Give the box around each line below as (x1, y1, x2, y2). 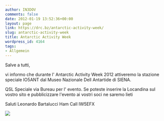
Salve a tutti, (5, 62, 30, 68)
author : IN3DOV (5, 7, 36, 12)
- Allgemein (5, 48, 29, 53)
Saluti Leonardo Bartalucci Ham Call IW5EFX (5, 101, 95, 107)
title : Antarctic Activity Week (5, 35, 71, 40)
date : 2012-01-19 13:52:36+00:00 (5, 16, 73, 21)
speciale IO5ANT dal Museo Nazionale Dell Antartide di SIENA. (5, 77, 131, 83)
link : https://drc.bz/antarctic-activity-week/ (5, 26, 104, 30)
